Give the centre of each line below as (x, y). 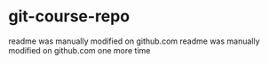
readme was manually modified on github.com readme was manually (134, 41)
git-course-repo (69, 16)
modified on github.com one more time (79, 50)
